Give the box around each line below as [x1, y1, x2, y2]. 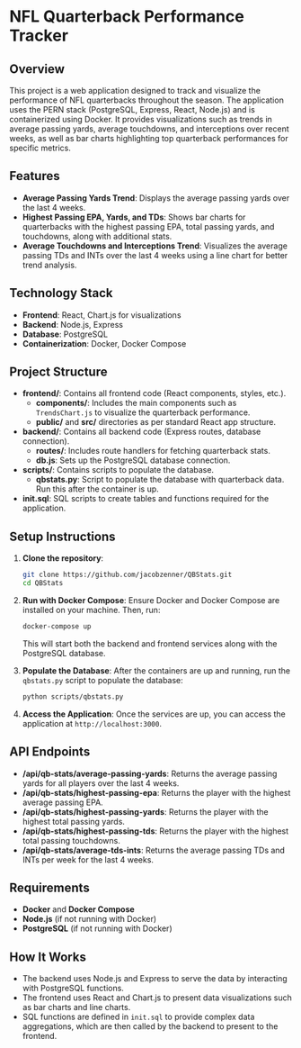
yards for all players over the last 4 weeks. [22, 777, 180, 789]
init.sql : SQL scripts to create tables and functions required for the [22, 493, 270, 504]
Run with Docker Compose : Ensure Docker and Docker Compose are [22, 595, 280, 605]
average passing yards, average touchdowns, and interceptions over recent [9, 123, 289, 134]
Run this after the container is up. [35, 483, 159, 494]
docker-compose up [22, 622, 92, 631]
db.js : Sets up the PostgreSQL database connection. [35, 455, 231, 465]
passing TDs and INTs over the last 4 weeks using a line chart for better [22, 249, 288, 260]
